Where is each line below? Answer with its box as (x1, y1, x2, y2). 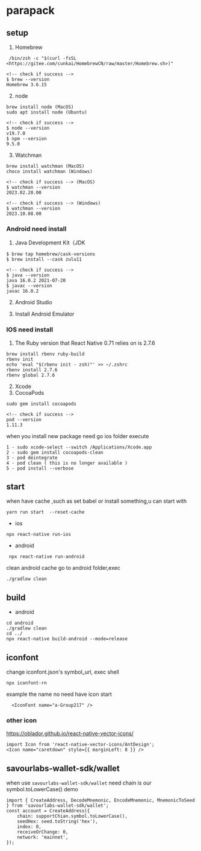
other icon (6, 716, 37, 724)
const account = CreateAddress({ (6, 808, 90, 814)
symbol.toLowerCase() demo (6, 786, 78, 793)
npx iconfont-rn (6, 680, 47, 686)
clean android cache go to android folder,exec (6, 564, 120, 572)
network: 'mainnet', (17, 834, 69, 841)
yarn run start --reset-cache (6, 509, 85, 515)
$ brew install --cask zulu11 (6, 257, 82, 263)
